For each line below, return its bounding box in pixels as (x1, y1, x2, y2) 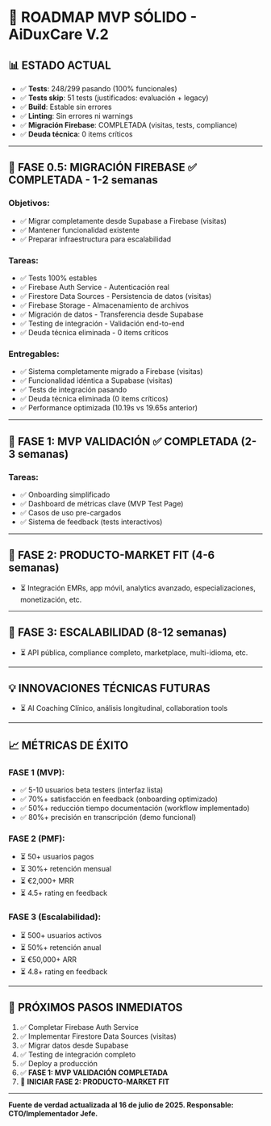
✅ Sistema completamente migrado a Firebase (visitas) (19, 367, 203, 376)
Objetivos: (8, 198, 50, 209)
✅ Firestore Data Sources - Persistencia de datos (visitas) (19, 291, 212, 300)
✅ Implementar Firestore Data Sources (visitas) (19, 1031, 177, 1041)
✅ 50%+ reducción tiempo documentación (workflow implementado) (19, 804, 250, 813)
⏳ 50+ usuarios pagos (19, 852, 94, 862)
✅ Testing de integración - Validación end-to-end (19, 318, 185, 328)
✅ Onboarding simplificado (19, 489, 110, 499)
